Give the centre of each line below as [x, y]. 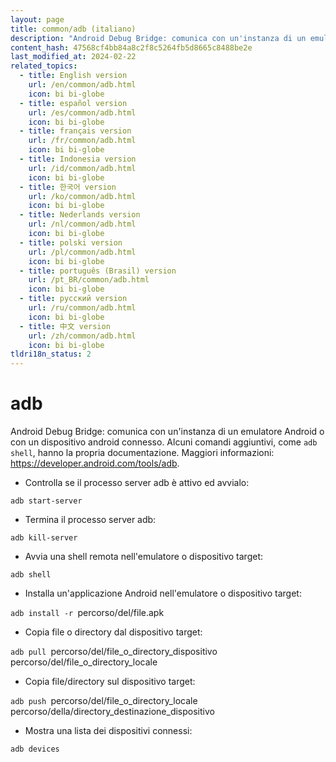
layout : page [37, 19]
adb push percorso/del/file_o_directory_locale [104, 701]
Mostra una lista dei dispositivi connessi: [108, 731]
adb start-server [46, 501]
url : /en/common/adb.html [82, 85]
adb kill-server [44, 538]
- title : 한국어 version [68, 187]
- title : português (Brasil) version [98, 271]
